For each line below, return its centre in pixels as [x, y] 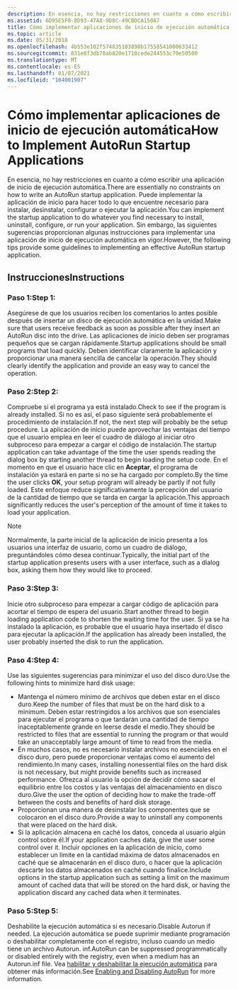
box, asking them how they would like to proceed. [80, 570]
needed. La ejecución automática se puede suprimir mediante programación [119, 934]
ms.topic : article [34, 34]
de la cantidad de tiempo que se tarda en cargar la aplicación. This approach [119, 498]
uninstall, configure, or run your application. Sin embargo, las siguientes [112, 225]
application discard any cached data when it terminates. [100, 892]
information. [25, 979]
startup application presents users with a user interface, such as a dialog [114, 563]
